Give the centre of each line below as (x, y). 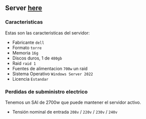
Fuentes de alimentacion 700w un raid (50, 68)
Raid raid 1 (24, 63)
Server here (24, 8)
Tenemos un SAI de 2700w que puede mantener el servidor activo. (73, 102)
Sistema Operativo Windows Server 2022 (53, 74)
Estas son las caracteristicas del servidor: (48, 33)
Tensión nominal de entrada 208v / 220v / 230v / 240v (65, 112)
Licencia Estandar (30, 79)
